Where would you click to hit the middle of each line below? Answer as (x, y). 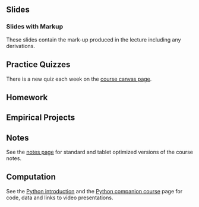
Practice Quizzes (38, 65)
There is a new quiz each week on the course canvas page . (79, 79)
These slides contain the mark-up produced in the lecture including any (94, 39)
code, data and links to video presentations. (60, 198)
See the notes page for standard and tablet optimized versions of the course (99, 152)
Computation (31, 177)
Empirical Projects (41, 118)
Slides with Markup (35, 27)
